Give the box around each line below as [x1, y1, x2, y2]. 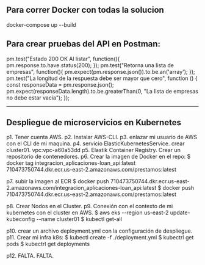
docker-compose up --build [6, 21, 76, 28]
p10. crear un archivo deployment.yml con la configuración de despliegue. [6, 227, 193, 234]
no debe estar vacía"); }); [6, 94, 70, 101]
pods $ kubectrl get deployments [6, 241, 90, 248]
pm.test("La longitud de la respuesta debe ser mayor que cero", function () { [6, 74, 198, 82]
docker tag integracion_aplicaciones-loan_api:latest [6, 159, 136, 167]
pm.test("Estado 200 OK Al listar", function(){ [6, 55, 120, 62]
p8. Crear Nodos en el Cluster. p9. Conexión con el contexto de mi [6, 203, 173, 210]
